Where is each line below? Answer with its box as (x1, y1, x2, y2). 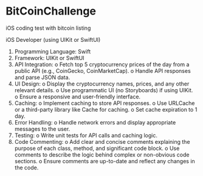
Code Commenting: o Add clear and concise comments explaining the (14, 138, 190, 145)
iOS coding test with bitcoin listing (5, 24, 91, 32)
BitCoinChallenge (5, 4, 97, 18)
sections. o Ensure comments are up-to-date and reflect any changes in (14, 157, 195, 164)
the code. (14, 164, 39, 171)
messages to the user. (14, 125, 71, 132)
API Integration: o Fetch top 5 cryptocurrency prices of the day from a (14, 61, 190, 68)
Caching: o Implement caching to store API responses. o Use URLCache (14, 99, 195, 107)
